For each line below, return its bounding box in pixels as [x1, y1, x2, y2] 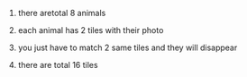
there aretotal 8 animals [17, 8, 106, 18]
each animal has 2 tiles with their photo [17, 25, 164, 35]
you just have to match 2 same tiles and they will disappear [17, 42, 238, 53]
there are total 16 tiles [17, 60, 98, 70]
